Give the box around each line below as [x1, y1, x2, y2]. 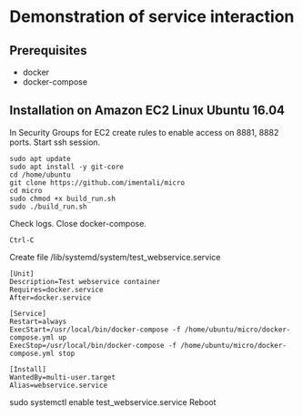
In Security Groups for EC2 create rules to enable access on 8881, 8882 [9, 127, 279, 137]
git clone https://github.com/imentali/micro [9, 178, 185, 188]
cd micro [9, 186, 43, 195]
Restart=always [9, 317, 67, 326]
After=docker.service [9, 293, 92, 302]
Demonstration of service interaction [9, 6, 295, 27]
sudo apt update [9, 154, 71, 163]
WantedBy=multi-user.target [9, 372, 116, 381]
